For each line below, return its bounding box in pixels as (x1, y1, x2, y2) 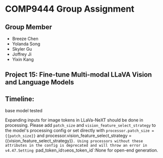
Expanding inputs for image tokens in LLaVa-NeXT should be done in (5, 117, 143, 123)
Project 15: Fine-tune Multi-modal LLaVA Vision (5, 71, 152, 79)
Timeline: (5, 95, 35, 103)
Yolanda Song (12, 41, 41, 47)
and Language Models (5, 78, 74, 86)
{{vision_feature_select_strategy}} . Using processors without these (5, 138, 143, 144)
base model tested (5, 108, 42, 114)
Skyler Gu (12, 46, 32, 52)
